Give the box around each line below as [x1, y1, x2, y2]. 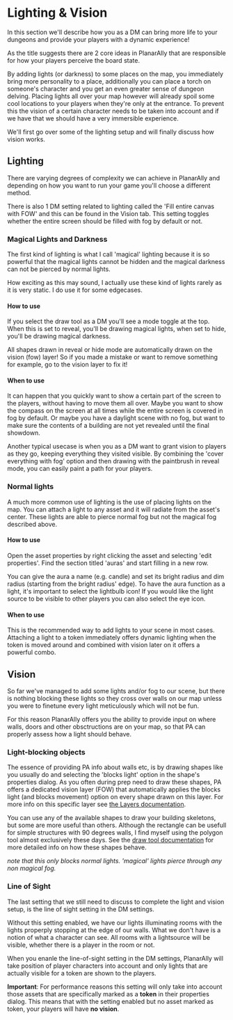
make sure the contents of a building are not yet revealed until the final [7, 422, 210, 430]
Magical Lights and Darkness [7, 234, 108, 244]
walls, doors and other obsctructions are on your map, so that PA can [7, 722, 206, 731]
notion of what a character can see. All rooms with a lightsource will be [7, 933, 211, 941]
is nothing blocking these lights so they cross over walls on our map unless [7, 694, 223, 702]
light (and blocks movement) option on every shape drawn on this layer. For [7, 793, 224, 801]
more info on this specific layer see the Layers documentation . [7, 800, 186, 809]
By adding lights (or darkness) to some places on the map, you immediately [7, 70, 224, 78]
